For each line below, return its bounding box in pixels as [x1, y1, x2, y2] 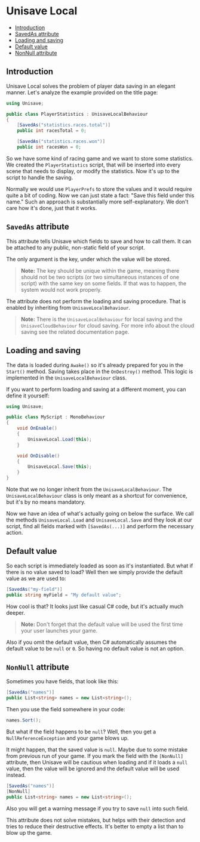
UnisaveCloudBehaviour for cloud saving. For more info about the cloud [20, 322, 195, 329]
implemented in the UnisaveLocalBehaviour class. [6, 374, 127, 381]
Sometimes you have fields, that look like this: [6, 678, 119, 685]
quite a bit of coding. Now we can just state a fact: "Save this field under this [6, 192, 195, 199]
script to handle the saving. [6, 174, 73, 181]
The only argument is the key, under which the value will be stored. [6, 255, 171, 263]
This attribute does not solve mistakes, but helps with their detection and [6, 816, 186, 824]
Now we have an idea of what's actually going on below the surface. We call [6, 510, 194, 517]
